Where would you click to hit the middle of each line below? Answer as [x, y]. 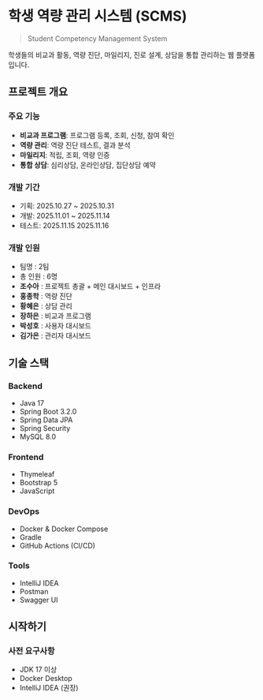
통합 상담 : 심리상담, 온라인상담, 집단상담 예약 [87, 165]
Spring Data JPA [46, 420]
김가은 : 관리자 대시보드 [56, 335]
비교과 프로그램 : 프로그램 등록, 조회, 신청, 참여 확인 [97, 135]
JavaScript [37, 491]
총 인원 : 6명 [38, 276]
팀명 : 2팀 [34, 267]
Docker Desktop [46, 679]
